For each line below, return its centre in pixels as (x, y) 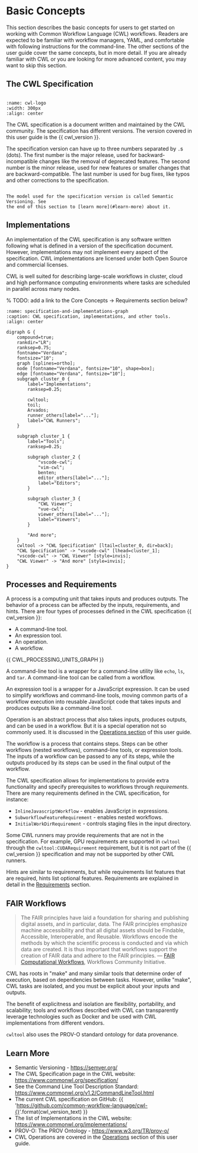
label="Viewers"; (59, 519)
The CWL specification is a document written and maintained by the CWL (96, 124)
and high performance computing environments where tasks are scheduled (98, 282)
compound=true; (36, 337)
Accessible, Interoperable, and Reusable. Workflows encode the (99, 937)
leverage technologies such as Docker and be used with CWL (82, 1017)
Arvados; (38, 410)
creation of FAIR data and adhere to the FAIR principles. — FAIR (98, 955)
